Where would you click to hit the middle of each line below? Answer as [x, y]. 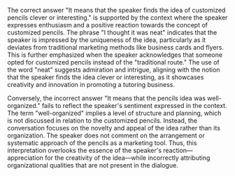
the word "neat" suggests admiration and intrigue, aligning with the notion [114, 70]
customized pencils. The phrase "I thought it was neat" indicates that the [112, 32]
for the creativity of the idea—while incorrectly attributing [128, 158]
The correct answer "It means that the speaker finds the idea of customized [116, 10]
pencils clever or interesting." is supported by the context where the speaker [117, 18]
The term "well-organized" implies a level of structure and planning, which [114, 113]
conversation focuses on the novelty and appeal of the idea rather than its [114, 128]
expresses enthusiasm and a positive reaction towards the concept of [108, 25]
